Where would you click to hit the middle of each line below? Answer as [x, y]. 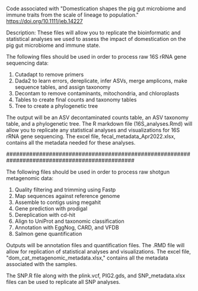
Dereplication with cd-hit [45, 215]
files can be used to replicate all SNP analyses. [63, 282]
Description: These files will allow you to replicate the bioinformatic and [93, 33]
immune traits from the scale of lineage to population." [73, 15]
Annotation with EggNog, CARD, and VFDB [67, 227]
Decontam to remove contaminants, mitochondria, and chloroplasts [97, 93]
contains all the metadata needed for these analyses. [71, 143]
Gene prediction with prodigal [51, 209]
